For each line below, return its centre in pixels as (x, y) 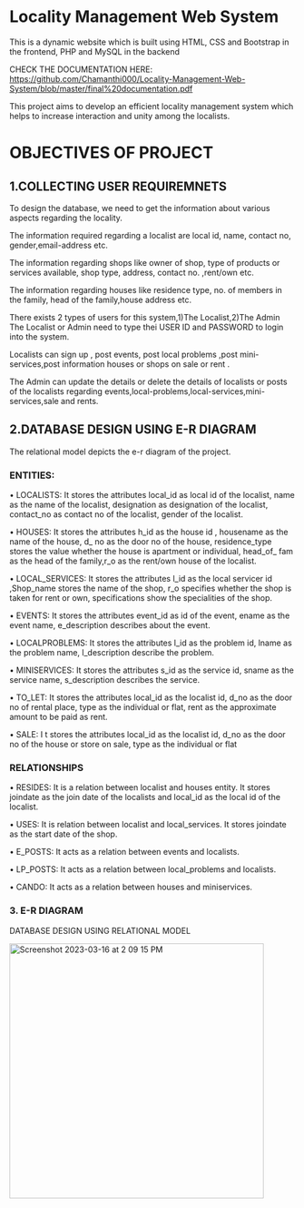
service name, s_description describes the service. (105, 680)
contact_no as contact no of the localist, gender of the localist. (126, 514)
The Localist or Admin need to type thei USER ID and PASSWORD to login (147, 327)
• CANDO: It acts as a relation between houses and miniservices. (131, 887)
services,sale (34, 401)
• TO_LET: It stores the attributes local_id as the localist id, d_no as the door (151, 697)
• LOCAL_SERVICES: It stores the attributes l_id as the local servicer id (141, 579)
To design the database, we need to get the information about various (140, 208)
